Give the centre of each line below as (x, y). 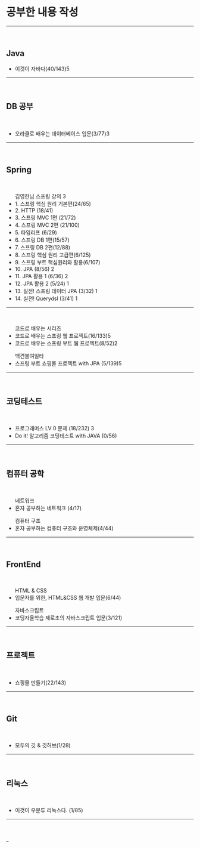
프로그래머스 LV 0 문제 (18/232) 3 (54, 428)
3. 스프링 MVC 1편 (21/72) (45, 218)
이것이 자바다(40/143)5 (42, 69)
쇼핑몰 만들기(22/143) (40, 682)
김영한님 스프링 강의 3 (40, 196)
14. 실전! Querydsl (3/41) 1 (46, 298)
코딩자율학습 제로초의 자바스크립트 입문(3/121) (68, 618)
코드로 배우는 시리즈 (38, 328)
